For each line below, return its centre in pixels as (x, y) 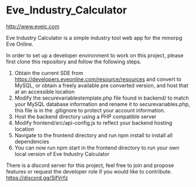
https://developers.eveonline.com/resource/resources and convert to (98, 79)
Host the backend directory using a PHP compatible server (85, 116)
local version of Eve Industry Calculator (62, 154)
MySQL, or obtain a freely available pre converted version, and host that (101, 85)
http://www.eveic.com (33, 26)
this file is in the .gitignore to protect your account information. (90, 110)
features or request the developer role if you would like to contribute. (89, 171)
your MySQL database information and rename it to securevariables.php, (102, 104)
